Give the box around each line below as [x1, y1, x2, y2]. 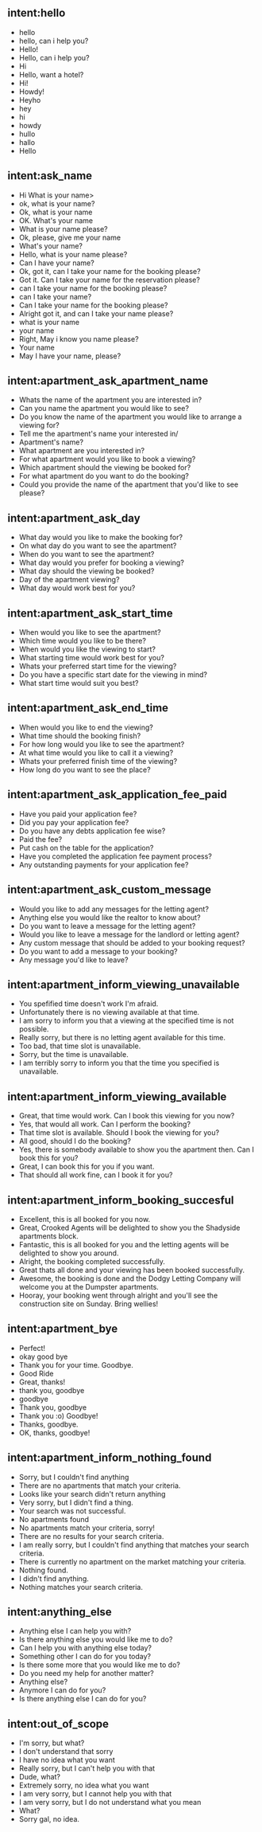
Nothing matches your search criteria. [18, 1582, 144, 1591]
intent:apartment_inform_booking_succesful [7, 1193, 235, 1207]
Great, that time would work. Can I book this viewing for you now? [18, 1111, 235, 1121]
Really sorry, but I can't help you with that [18, 1763, 156, 1773]
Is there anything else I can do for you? [18, 1694, 147, 1704]
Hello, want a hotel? [18, 69, 84, 79]
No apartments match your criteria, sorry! [18, 1523, 156, 1533]
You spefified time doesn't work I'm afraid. [18, 999, 159, 1008]
